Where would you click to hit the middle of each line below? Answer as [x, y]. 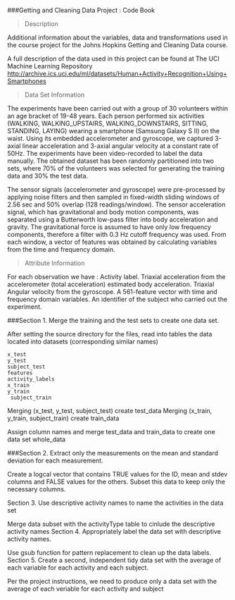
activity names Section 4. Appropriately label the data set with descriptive [114, 531]
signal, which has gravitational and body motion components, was [103, 212]
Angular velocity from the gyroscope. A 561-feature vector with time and [113, 292]
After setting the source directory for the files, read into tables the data [110, 334]
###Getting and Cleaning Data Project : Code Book [81, 10]
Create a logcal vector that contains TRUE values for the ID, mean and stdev [118, 474]
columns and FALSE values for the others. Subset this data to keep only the [116, 482]
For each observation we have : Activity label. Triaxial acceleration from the [116, 277]
